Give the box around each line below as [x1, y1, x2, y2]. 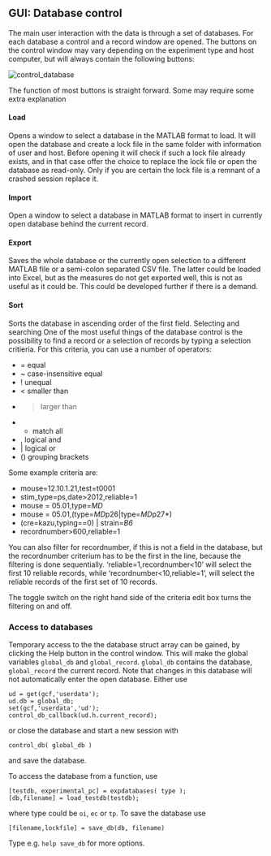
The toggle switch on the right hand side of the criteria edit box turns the [8, 592, 252, 602]
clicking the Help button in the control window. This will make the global [8, 648, 248, 658]
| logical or [19, 443, 57, 453]
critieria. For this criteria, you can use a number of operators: [8, 344, 213, 354]
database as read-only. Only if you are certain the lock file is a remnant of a [8, 166, 261, 175]
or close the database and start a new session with [8, 725, 179, 735]
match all [32, 426, 63, 435]
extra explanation [8, 93, 67, 104]
